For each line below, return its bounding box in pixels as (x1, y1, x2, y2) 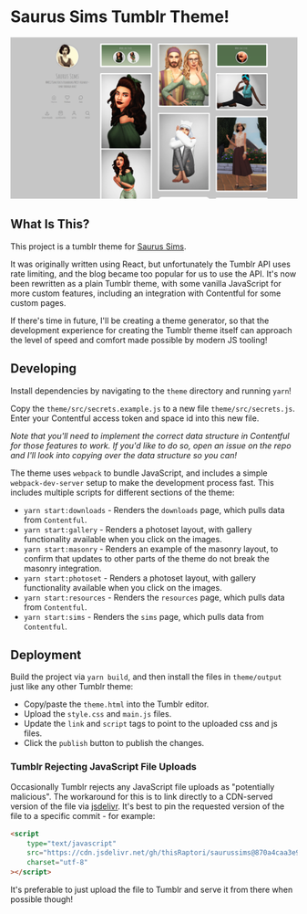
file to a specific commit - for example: (10, 810, 156, 821)
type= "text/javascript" (26, 838, 118, 848)
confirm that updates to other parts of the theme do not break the (23, 552, 270, 563)
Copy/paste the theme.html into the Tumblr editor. (23, 699, 210, 709)
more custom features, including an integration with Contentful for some (10, 288, 281, 299)
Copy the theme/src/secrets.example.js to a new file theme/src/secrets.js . (10, 403, 295, 414)
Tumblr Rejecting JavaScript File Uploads (10, 761, 197, 773)
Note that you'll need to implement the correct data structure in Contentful (10, 430, 290, 441)
